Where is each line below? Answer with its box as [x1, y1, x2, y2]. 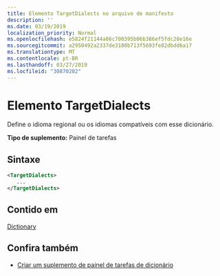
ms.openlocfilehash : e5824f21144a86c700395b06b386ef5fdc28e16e [7, 36, 192, 43]
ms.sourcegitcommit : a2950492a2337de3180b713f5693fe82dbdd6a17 [7, 42, 192, 49]
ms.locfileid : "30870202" [7, 68, 81, 75]
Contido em [7, 204, 58, 216]
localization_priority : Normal [7, 29, 97, 37]
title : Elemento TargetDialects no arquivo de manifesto [7, 10, 174, 17]
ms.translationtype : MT [7, 49, 76, 56]
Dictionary [7, 222, 36, 230]
